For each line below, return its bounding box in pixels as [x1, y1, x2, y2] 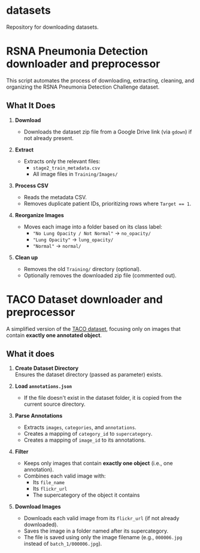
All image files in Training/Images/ [32, 170, 118, 177]
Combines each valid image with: [23, 472, 106, 479]
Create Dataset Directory [14, 364, 79, 372]
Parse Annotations [14, 412, 63, 420]
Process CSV [14, 182, 49, 189]
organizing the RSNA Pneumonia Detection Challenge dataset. [6, 83, 160, 90]
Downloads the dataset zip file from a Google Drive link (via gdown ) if [23, 128, 192, 135]
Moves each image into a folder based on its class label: [23, 223, 163, 230]
